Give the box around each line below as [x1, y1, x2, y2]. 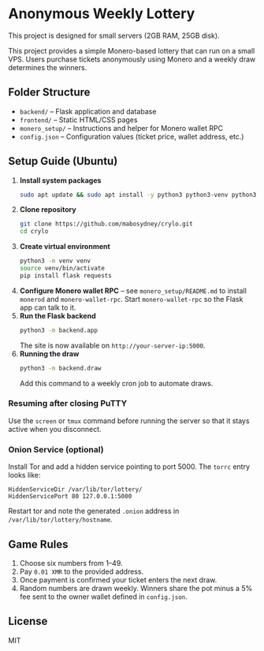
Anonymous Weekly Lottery [8, 5, 195, 23]
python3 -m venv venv [19, 257, 91, 265]
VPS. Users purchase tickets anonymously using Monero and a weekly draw [8, 54, 256, 64]
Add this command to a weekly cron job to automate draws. [19, 378, 214, 388]
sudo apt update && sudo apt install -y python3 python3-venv [19, 191, 229, 199]
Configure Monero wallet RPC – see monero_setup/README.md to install [19, 285, 247, 296]
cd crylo [19, 228, 49, 236]
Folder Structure [8, 86, 91, 99]
